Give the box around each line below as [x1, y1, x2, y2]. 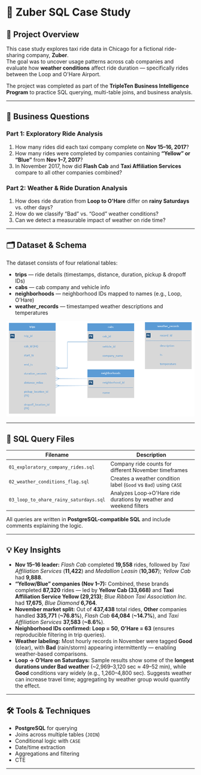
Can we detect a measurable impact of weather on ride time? [14, 216, 166, 224]
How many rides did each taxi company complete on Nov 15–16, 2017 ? [14, 143, 190, 151]
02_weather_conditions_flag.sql [8, 479, 90, 485]
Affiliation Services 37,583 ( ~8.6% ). [14, 618, 105, 626]
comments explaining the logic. [6, 522, 84, 529]
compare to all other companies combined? [14, 169, 123, 176]
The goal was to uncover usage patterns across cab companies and [6, 58, 174, 65]
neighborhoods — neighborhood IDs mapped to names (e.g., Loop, [14, 290, 182, 297]
